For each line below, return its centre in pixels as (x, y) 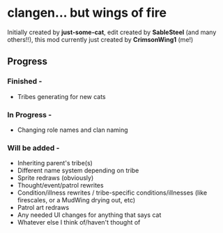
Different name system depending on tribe (78, 171)
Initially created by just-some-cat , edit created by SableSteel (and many (112, 32)
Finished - (25, 82)
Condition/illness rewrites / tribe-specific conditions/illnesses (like (112, 193)
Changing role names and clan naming (72, 130)
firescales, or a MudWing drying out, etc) (76, 200)
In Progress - (30, 114)
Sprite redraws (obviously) (55, 178)
